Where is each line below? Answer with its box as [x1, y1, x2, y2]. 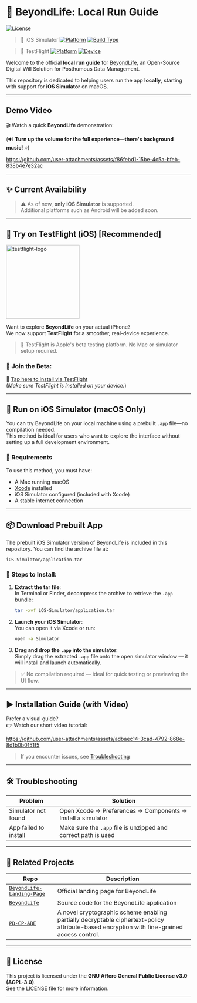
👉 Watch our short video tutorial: [6, 721, 87, 729]
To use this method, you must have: [6, 466, 93, 474]
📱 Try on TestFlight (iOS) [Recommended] [6, 229, 161, 239]
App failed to [9, 824, 45, 832]
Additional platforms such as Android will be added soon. [20, 206, 159, 214]
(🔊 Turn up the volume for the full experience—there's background [6, 135, 174, 143]
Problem [19, 797, 44, 805]
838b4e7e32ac [6, 162, 43, 169]
